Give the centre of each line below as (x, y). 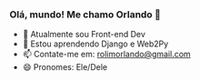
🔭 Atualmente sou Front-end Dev (84, 35)
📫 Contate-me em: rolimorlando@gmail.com (106, 55)
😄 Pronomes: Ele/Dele (65, 67)
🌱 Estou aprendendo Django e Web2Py (95, 44)
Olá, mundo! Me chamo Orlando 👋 (85, 15)
